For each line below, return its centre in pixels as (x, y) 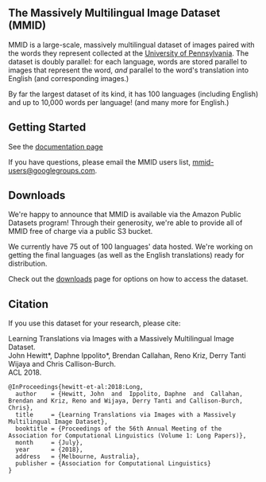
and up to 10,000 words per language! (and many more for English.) (119, 102)
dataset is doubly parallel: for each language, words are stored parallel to (128, 61)
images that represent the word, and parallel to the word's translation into (128, 70)
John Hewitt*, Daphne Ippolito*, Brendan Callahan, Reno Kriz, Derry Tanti (127, 356)
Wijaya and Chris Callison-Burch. (62, 364)
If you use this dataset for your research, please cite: (94, 323)
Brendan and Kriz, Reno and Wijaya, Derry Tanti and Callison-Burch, (126, 401)
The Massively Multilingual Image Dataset (114, 13)
